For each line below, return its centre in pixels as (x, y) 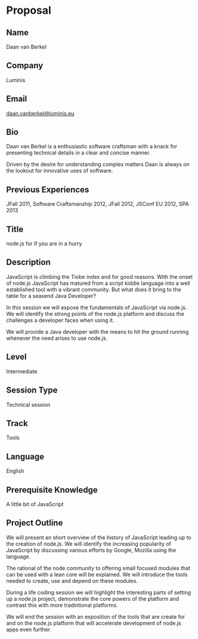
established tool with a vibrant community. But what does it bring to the (94, 289)
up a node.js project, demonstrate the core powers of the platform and (93, 598)
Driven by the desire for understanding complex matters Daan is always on (98, 165)
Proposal (29, 10)
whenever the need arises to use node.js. (57, 338)
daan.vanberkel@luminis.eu (40, 113)
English (15, 471)
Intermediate (22, 371)
